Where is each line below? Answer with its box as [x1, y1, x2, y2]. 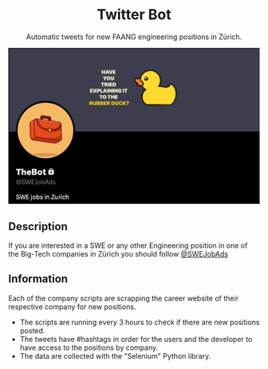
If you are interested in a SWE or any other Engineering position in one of [8, 241, 248, 250]
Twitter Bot [97, 6, 171, 24]
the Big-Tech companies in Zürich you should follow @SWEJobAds [8, 249, 229, 259]
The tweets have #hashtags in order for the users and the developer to [19, 334, 253, 343]
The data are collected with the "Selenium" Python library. [19, 351, 211, 360]
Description [8, 219, 68, 233]
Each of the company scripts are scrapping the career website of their [8, 293, 239, 303]
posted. [19, 325, 45, 336]
